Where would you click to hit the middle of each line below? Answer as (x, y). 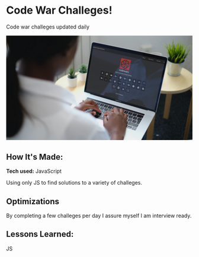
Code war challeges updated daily (48, 27)
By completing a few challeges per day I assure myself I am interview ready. (99, 216)
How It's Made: (35, 157)
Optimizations (33, 202)
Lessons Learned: (40, 234)
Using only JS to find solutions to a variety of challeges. (74, 183)
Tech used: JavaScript (34, 171)
